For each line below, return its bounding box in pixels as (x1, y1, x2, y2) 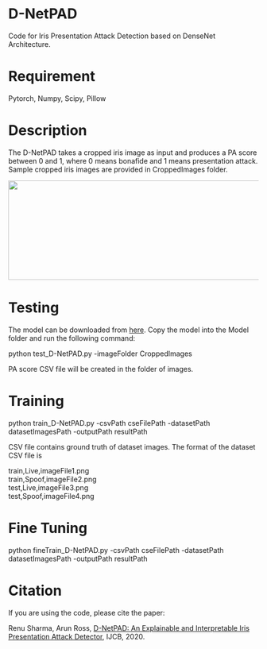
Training (8, 392, 65, 410)
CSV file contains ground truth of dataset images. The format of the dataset (8, 442, 256, 451)
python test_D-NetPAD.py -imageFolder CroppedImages (8, 349, 192, 358)
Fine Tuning (8, 519, 87, 537)
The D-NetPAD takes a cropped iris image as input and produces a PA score (8, 148, 257, 157)
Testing (8, 299, 60, 316)
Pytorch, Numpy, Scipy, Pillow (8, 93, 106, 103)
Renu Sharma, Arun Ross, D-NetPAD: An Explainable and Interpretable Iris (8, 623, 250, 632)
